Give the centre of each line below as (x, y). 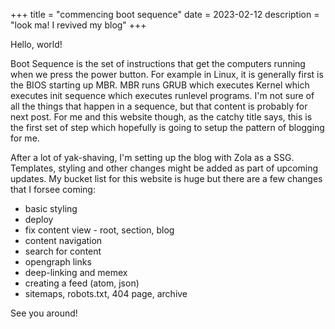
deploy (39, 219)
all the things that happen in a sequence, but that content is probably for (159, 106)
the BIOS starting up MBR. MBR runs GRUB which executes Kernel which (160, 85)
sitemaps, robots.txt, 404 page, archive (106, 293)
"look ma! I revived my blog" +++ (78, 25)
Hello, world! (36, 44)
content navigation (63, 240)
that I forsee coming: (53, 189)
